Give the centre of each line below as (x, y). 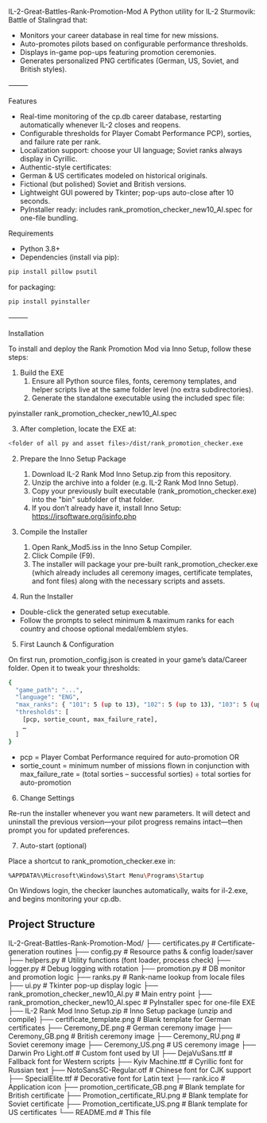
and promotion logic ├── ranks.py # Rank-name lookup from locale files (126, 977)
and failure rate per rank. (60, 142)
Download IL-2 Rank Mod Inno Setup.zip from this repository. (132, 474)
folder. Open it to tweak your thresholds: (74, 668)
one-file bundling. (49, 218)
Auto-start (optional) (53, 845)
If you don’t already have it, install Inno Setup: (106, 508)
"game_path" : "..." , (49, 690)
